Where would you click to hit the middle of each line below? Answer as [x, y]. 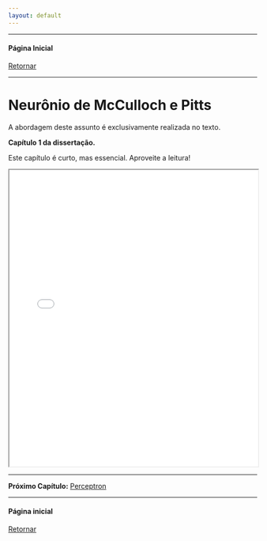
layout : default [35, 15]
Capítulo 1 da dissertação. [52, 142]
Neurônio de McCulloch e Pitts [110, 106]
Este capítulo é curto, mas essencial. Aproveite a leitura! [100, 157]
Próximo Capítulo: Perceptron [57, 486]
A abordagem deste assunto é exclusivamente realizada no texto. [115, 127]
